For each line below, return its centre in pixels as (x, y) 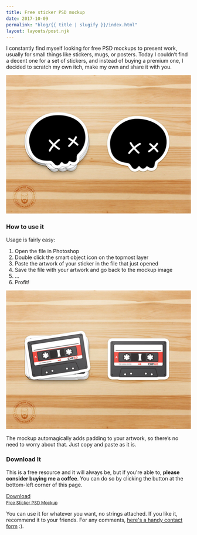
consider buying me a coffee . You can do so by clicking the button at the (95, 478)
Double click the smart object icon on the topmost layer (81, 257)
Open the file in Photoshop (47, 251)
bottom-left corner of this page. (44, 485)
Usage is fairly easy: (31, 240)
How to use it (25, 227)
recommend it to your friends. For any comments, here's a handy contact (94, 520)
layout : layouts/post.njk (38, 31)
